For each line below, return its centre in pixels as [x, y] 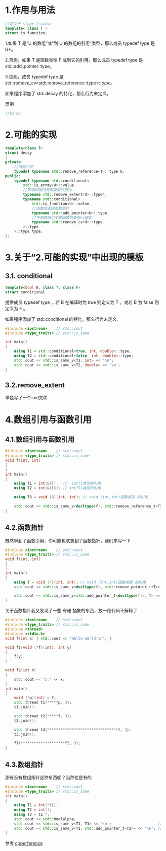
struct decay [19, 153]
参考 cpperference [24, 843]
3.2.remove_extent [35, 385]
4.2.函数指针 [24, 528]
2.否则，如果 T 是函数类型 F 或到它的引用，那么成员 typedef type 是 [74, 60]
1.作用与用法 [30, 10]
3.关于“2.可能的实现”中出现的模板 [74, 257]
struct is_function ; [26, 33]
